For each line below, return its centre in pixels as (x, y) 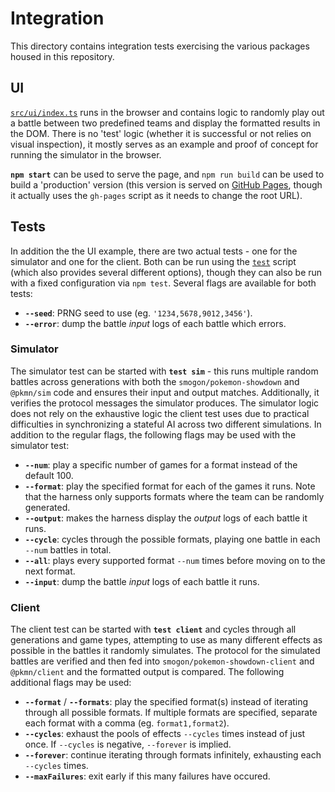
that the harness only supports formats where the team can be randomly (174, 496)
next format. (50, 571)
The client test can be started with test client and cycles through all (153, 629)
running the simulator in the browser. (86, 154)
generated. (47, 507)
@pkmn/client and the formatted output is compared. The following (147, 672)
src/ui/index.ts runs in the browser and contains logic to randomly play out (167, 112)
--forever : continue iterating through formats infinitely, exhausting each (173, 755)
